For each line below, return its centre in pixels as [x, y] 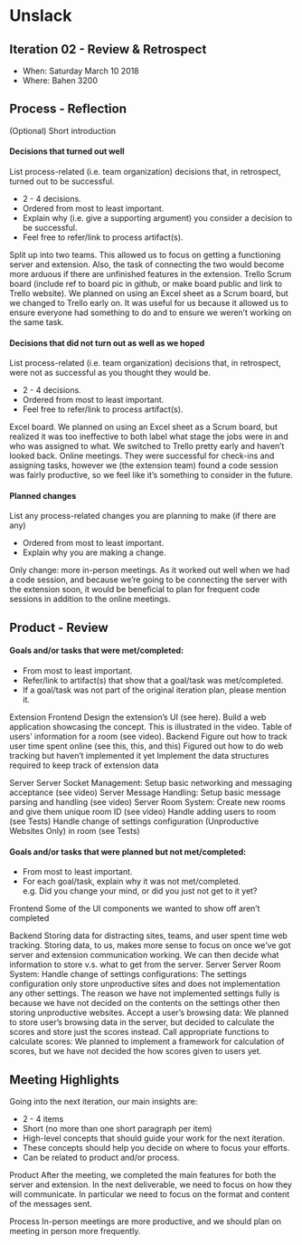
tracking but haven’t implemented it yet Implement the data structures [139, 756]
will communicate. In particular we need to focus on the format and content [150, 1194]
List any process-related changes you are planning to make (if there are [143, 516]
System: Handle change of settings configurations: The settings [128, 974]
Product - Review [59, 627]
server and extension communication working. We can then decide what [144, 955]
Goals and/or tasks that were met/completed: [97, 651]
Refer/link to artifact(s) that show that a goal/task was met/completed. [153, 681]
